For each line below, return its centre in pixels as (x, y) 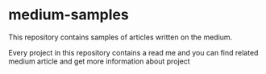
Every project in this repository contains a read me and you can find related (133, 52)
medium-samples (69, 15)
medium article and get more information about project (100, 61)
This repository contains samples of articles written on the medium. (121, 37)
